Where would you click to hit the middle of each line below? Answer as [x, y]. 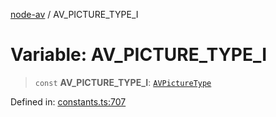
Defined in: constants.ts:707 [68, 101]
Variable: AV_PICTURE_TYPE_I [139, 55]
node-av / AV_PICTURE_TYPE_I [74, 14]
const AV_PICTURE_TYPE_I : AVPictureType [123, 82]
